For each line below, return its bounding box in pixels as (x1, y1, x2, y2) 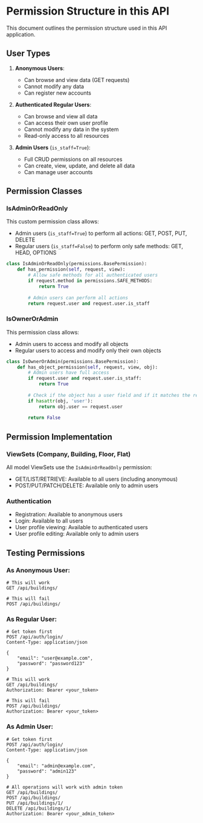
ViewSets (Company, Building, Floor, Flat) (6, 450, 131, 458)
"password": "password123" (17, 660, 85, 667)
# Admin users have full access (28, 370, 110, 376)
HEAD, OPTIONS (14, 249, 57, 256)
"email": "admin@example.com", (17, 763, 96, 769)
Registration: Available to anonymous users (14, 511, 123, 518)
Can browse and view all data (24, 112, 98, 120)
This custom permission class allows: (6, 218, 100, 225)
